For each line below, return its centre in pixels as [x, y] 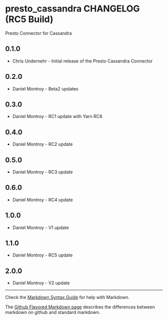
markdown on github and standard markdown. [53, 312]
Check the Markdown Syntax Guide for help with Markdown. [67, 297]
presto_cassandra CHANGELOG [72, 9]
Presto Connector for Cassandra [38, 33]
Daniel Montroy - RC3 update [42, 172]
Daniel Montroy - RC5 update [42, 255]
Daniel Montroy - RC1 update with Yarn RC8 [57, 116]
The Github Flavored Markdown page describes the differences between [80, 307]
